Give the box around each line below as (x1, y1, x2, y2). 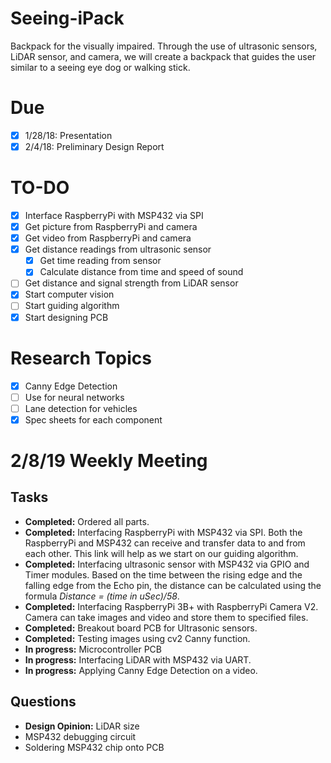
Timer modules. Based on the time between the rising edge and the (24, 568, 303, 581)
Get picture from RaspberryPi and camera (24, 221, 198, 232)
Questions (10, 693, 77, 711)
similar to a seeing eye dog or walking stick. (10, 61, 191, 73)
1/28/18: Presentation (24, 129, 113, 141)
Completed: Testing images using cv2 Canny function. (24, 632, 251, 644)
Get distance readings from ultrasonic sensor (24, 243, 212, 256)
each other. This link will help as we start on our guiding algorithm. (24, 547, 299, 559)
